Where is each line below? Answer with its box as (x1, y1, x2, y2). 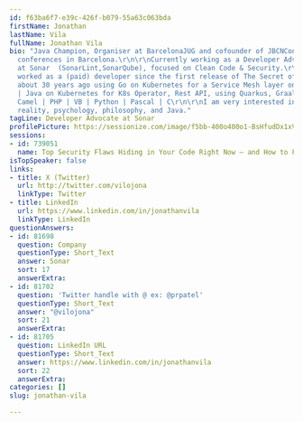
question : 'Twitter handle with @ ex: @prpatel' (17, 290, 204, 299)
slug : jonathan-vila (9, 391, 87, 400)
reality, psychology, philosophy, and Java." (17, 106, 192, 115)
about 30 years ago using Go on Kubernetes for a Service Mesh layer (17, 80, 284, 89)
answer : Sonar (17, 257, 70, 267)
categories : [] (9, 383, 67, 392)
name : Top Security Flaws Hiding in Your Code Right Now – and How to (17, 147, 289, 156)
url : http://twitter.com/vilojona (17, 182, 147, 191)
